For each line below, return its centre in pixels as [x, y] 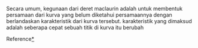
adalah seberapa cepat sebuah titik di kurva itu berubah [75, 27]
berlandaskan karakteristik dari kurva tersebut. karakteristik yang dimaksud [99, 21]
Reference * [20, 39]
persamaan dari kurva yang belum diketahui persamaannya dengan [89, 15]
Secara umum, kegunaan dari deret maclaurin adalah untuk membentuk [95, 9]
